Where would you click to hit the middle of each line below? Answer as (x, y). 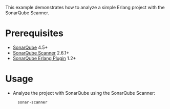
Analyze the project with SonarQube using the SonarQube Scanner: (84, 93)
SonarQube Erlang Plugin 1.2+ (44, 58)
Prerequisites (35, 33)
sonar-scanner (33, 102)
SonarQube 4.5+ (30, 47)
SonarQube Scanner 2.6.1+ (41, 52)
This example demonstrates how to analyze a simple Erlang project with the (85, 7)
